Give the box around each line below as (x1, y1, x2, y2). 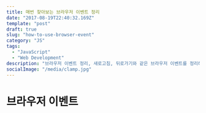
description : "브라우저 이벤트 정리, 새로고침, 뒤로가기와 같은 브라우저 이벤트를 (6, 60, 187, 66)
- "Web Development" (12, 55, 64, 61)
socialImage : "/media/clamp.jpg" (6, 66, 92, 72)
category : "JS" (6, 37, 45, 44)
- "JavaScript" (12, 49, 51, 55)
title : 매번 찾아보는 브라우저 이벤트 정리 (6, 9, 100, 15)
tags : (6, 44, 20, 50)
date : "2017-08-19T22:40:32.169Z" (6, 15, 95, 21)
